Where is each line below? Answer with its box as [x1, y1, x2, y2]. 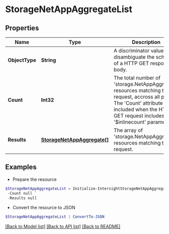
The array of [113, 127, 143, 133]
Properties [5, 24, 39, 32]
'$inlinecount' [113, 119, 146, 125]
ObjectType [8, 57, 36, 64]
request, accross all [113, 93, 160, 100]
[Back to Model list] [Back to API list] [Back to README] [5, 223, 121, 229]
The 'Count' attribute [113, 100, 163, 107]
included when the [113, 106, 157, 113]
